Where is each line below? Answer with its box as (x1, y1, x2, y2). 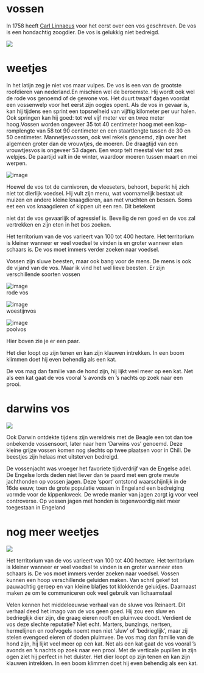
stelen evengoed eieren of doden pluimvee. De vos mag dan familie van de (6, 633, 194, 641)
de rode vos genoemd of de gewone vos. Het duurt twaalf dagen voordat (6, 94, 190, 102)
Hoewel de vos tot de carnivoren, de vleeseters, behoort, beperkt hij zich (6, 183, 190, 191)
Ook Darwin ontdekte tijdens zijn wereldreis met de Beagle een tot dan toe (6, 433, 193, 441)
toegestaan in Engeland (6, 503, 66, 511)
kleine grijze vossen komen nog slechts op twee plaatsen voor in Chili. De (6, 446, 191, 454)
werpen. (6, 159, 27, 167)
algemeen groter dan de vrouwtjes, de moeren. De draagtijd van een (6, 140, 178, 147)
